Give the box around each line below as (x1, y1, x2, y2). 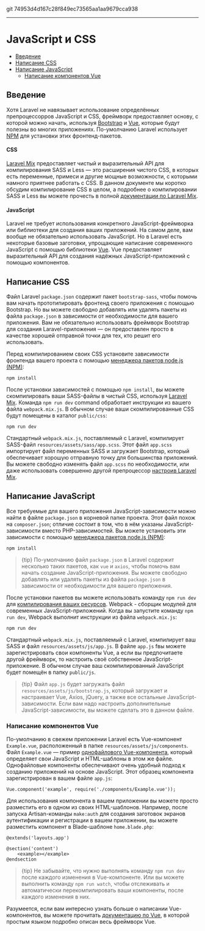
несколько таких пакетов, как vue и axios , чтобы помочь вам (21, 563, 181, 570)
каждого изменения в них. (21, 893, 91, 900)
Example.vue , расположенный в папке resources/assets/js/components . (6, 742, 189, 749)
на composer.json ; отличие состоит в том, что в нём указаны (6, 520, 164, 528)
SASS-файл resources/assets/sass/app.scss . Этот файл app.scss (6, 441, 173, 448)
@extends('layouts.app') (6, 835, 70, 841)
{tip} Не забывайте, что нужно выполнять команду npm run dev (21, 867, 185, 875)
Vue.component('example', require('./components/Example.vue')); (6, 787, 176, 793)
